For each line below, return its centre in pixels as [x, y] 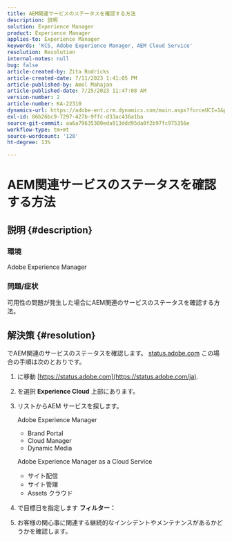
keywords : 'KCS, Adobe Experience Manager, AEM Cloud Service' [100, 46]
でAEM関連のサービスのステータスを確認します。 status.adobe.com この [110, 353]
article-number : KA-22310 [44, 104]
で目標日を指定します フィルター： [66, 508]
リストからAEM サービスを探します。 [70, 406]
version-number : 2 [33, 98]
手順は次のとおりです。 [52, 362]
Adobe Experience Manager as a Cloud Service [85, 462]
